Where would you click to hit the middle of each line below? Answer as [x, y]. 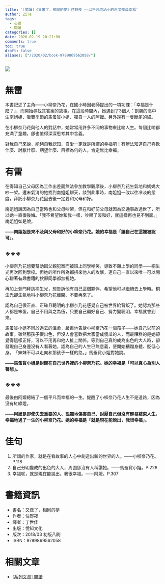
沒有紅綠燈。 [18, 403]
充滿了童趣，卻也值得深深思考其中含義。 [46, 133]
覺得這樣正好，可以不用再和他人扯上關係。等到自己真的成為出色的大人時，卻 [82, 340]
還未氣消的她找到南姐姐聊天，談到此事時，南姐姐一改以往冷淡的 [86, 192]
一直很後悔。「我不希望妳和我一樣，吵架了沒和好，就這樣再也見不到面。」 [87, 215]
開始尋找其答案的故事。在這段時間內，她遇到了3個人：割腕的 [86, 111]
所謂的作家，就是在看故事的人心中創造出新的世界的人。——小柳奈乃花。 [85, 456]
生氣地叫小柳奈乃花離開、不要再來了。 [57, 295]
